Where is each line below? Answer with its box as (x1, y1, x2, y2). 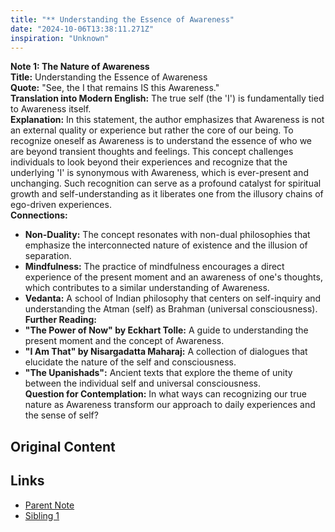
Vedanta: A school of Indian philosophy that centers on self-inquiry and (24, 292, 322, 305)
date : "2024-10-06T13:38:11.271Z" (10, 24, 155, 34)
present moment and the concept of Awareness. (24, 335, 225, 347)
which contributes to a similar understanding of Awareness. (24, 282, 270, 294)
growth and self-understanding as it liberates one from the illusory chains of (10, 188, 324, 200)
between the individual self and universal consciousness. (24, 377, 261, 390)
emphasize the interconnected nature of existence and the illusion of (24, 239, 308, 251)
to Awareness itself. (10, 103, 92, 115)
